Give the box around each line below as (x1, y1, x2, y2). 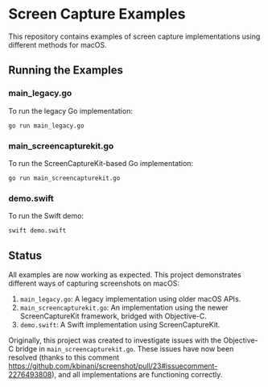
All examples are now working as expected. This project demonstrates (8, 270, 241, 280)
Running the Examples (8, 64, 123, 77)
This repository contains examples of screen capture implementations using (8, 31, 261, 41)
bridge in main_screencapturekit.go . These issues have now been (15, 344, 234, 354)
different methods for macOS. (8, 40, 107, 49)
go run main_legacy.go (8, 122, 85, 130)
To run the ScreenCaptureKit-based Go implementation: (8, 158, 194, 168)
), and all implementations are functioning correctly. (52, 370, 223, 380)
